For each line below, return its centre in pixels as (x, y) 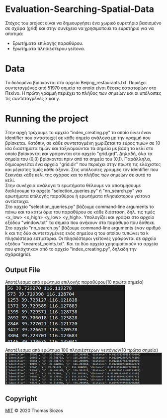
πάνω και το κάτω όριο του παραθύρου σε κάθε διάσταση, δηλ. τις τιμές (80, 212)
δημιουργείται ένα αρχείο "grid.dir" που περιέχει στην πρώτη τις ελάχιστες (83, 164)
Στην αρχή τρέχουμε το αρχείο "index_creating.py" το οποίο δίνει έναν (78, 132)
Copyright (21, 398)
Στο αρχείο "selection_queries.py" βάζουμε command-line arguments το (80, 207)
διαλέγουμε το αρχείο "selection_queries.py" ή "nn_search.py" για (74, 191)
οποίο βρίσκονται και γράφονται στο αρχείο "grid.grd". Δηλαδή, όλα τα (79, 154)
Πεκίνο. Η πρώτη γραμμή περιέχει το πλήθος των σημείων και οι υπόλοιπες (83, 93)
